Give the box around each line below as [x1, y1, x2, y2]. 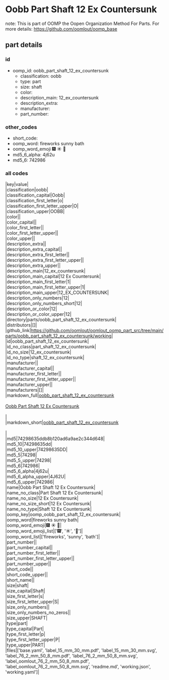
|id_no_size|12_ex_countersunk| [5, 349, 72, 355]
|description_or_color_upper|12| [5, 311, 72, 317]
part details [5, 41, 43, 49]
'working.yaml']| [5, 669, 40, 675]
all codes [5, 170, 29, 177]
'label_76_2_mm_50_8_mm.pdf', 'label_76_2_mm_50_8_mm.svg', [5, 653, 138, 659]
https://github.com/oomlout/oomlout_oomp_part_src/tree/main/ [31, 328, 164, 334]
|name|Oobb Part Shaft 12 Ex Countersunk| [5, 484, 96, 491]
